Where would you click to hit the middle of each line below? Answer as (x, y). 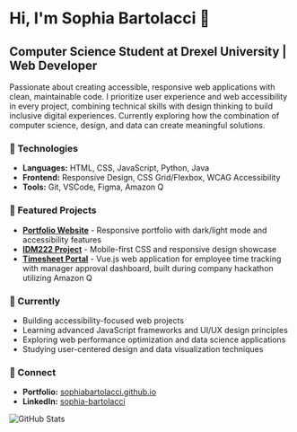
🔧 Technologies (44, 148)
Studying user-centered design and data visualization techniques (143, 348)
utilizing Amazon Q (57, 278)
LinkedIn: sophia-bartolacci (74, 401)
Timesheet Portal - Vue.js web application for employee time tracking (152, 259)
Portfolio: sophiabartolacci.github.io (89, 392)
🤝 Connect (33, 372)
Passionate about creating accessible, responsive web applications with (142, 87)
